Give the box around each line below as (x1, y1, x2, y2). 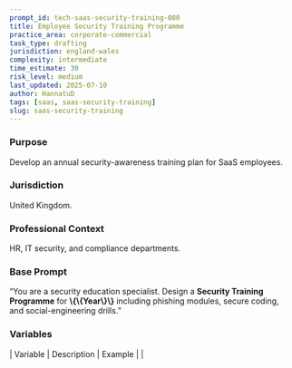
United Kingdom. (9, 199, 73, 210)
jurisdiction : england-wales (9, 47, 120, 56)
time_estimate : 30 (9, 64, 79, 73)
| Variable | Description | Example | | (9, 348, 144, 359)
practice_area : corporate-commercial (9, 30, 152, 39)
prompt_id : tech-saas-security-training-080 (9, 13, 180, 23)
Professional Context (9, 222, 104, 235)
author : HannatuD (9, 89, 75, 98)
